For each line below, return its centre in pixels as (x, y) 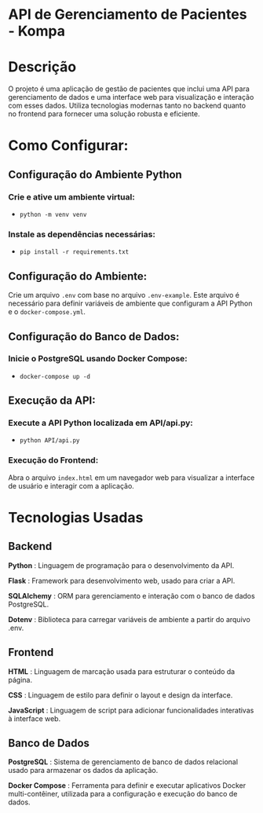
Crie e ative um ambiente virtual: (71, 196)
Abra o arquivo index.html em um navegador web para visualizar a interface (131, 478)
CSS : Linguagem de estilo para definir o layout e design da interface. (121, 695)
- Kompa (37, 31)
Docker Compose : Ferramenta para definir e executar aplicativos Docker (127, 786)
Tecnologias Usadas (76, 517)
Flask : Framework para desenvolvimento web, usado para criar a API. (122, 580)
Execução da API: (52, 401)
